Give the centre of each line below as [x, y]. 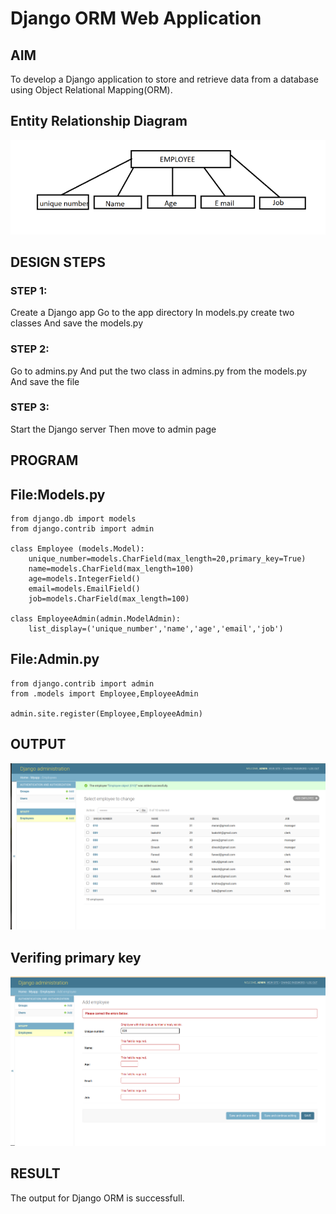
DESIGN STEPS [58, 262]
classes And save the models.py [77, 323]
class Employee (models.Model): [77, 549]
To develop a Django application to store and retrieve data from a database [164, 79]
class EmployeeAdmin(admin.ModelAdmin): [96, 619]
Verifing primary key [76, 957]
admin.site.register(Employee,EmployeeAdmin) [106, 713]
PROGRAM [44, 460]
